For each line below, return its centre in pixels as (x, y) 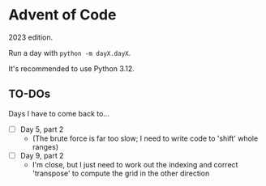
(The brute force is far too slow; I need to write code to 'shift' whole (145, 138)
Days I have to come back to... (59, 113)
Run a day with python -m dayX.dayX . (70, 53)
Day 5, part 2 (42, 129)
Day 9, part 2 (42, 155)
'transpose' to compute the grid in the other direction (121, 173)
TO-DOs (30, 94)
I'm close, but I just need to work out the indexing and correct (135, 164)
